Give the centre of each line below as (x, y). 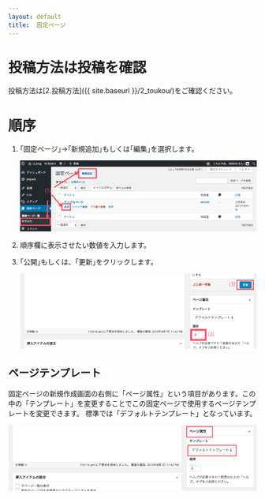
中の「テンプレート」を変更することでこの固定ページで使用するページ (122, 403)
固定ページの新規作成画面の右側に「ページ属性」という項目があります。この (132, 393)
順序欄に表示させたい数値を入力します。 (85, 245)
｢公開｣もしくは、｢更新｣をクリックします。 (88, 261)
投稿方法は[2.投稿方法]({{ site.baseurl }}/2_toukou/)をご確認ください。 (123, 91)
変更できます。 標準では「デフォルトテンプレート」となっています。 (146, 413)
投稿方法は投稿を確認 (78, 68)
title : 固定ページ (37, 25)
